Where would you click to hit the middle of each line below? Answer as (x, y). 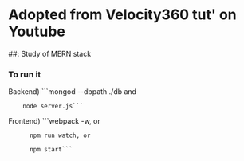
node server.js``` (53, 106)
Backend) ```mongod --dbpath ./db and (73, 92)
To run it (25, 74)
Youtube (37, 31)
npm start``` (51, 150)
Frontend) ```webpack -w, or (55, 121)
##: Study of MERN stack (50, 53)
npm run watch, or (60, 136)
